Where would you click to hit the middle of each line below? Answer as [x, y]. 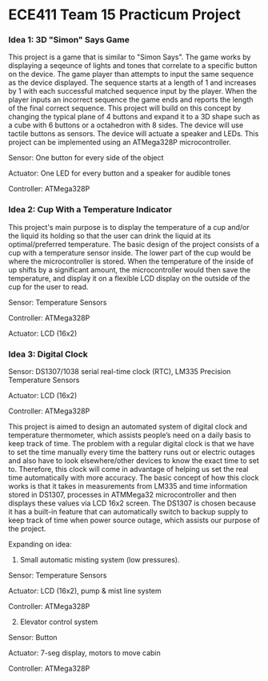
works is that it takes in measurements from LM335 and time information [128, 486]
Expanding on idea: [40, 544]
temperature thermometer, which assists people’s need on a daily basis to [130, 435]
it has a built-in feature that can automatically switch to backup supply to [128, 512]
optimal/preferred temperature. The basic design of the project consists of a [134, 244]
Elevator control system [59, 622]
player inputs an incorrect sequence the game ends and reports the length [131, 100]
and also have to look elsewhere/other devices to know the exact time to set [134, 461]
